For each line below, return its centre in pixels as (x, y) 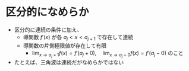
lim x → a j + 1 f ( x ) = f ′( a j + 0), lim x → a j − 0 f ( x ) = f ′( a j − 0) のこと (108, 54)
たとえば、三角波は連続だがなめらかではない (69, 62)
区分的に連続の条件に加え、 (48, 30)
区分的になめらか (48, 12)
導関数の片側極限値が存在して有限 (65, 46)
